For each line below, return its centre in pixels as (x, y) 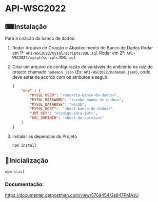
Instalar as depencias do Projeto (44, 136)
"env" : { (31, 90)
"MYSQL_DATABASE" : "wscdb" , (58, 104)
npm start (15, 172)
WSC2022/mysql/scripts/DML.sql (44, 58)
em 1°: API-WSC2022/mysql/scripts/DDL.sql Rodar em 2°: (69, 53)
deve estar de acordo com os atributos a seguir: (60, 77)
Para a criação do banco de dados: (40, 38)
